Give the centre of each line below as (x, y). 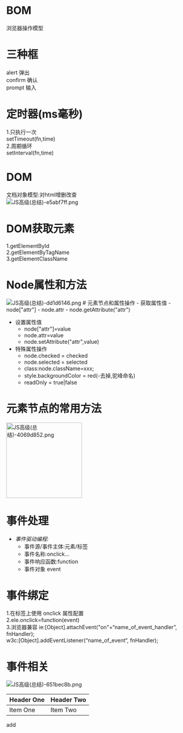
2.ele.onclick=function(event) (43, 620)
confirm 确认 (22, 80)
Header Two (68, 700)
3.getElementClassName (37, 259)
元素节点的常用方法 (54, 408)
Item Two (64, 710)
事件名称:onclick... (47, 554)
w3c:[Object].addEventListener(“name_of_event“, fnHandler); (82, 641)
